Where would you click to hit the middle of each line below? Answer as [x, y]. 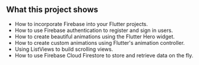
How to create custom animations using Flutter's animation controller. [100, 43]
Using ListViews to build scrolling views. [64, 49]
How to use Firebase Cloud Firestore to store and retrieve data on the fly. [104, 55]
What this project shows [52, 10]
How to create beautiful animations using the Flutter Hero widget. [95, 36]
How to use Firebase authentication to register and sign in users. [94, 30]
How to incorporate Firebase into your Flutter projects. [81, 24]
